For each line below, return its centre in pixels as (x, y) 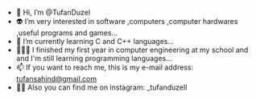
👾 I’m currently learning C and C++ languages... (95, 41)
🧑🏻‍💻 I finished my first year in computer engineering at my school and (132, 50)
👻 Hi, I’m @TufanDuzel (53, 12)
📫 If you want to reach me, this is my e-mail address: (105, 67)
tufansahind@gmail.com (56, 79)
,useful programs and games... (67, 33)
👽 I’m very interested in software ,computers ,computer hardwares (127, 21)
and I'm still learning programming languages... (94, 58)
